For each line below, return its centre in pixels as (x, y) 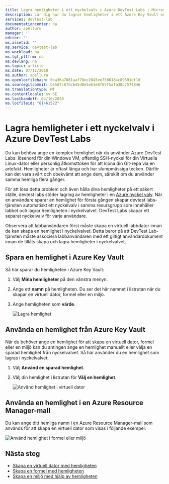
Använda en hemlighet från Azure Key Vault (75, 330)
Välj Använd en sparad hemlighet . (48, 367)
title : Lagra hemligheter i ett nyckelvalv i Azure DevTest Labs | (77, 10)
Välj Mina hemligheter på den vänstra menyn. (60, 279)
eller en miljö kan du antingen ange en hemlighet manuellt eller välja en (79, 347)
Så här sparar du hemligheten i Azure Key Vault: (55, 269)
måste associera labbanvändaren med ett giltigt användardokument (93, 236)
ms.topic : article (24, 66)
